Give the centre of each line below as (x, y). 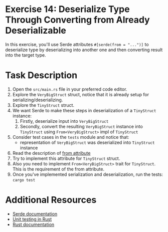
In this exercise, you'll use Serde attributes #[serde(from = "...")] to (77, 44)
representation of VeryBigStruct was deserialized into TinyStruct (87, 142)
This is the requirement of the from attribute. (58, 169)
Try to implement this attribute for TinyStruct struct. (66, 158)
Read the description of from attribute (51, 153)
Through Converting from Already (77, 20)
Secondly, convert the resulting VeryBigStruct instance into (81, 126)
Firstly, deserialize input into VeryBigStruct (64, 121)
